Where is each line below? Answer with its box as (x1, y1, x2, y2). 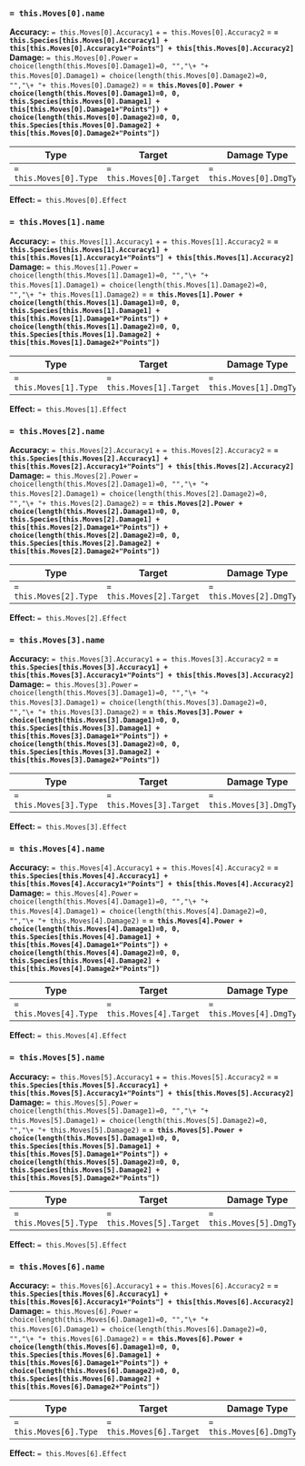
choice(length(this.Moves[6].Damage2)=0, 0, (9, 1367, 181, 1376)
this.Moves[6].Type (14, 1427, 98, 1437)
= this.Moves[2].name (9, 426, 105, 436)
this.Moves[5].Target (106, 1218, 200, 1228)
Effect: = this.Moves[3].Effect (9, 821, 127, 832)
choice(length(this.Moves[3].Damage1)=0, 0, (9, 716, 181, 725)
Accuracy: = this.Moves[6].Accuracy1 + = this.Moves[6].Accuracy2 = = (9, 1280, 279, 1291)
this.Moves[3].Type (14, 800, 98, 811)
